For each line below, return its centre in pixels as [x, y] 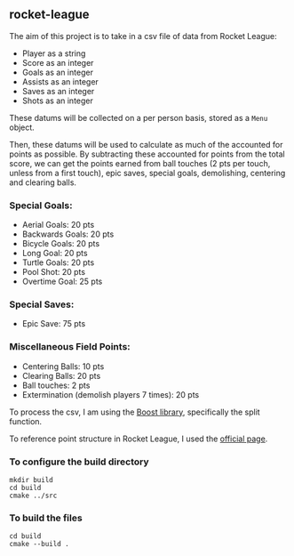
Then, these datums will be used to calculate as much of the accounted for [146, 144]
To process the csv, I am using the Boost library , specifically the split [135, 412]
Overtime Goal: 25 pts [62, 282]
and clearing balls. [43, 182]
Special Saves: [42, 304]
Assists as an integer [60, 81]
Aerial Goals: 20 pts [58, 225]
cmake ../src [33, 496]
